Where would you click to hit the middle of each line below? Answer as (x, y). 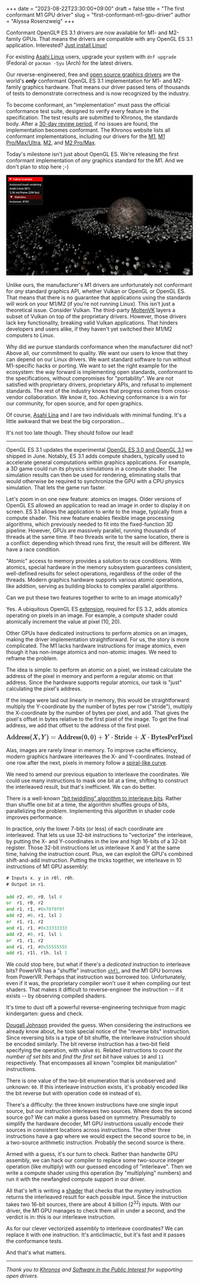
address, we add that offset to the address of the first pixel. (78, 725)
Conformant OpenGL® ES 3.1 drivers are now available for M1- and (87, 33)
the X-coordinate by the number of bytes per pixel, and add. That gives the (97, 712)
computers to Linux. (31, 335)
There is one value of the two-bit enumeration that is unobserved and (91, 1081)
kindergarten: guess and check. (45, 1014)
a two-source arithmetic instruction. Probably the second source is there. (96, 1143)
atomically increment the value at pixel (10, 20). (64, 621)
